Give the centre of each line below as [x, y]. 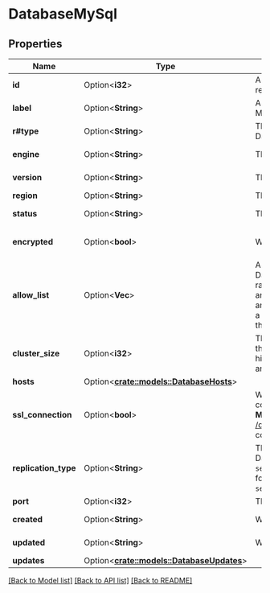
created [27, 519]
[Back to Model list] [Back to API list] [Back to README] [100, 581]
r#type [26, 131]
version [27, 177]
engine [26, 154]
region [25, 196]
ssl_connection [42, 415]
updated [29, 542]
